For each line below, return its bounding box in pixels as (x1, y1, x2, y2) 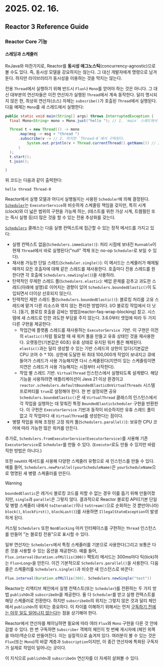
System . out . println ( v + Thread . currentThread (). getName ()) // (26, 141, 156, 146)
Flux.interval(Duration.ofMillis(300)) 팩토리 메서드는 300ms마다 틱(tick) (5, 554, 155, 560)
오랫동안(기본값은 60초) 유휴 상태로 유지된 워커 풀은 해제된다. (26, 339, 143, 345)
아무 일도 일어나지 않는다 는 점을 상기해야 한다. (10, 610, 98, 616)
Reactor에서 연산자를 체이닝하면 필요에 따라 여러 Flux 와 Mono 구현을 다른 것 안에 (5, 620, 158, 626)
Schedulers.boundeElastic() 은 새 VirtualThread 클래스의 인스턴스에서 (19, 395, 157, 401)
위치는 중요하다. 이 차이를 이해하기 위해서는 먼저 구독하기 (39, 604, 147, 610)
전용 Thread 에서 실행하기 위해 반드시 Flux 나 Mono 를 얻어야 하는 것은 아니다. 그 (5, 85, 153, 91)
